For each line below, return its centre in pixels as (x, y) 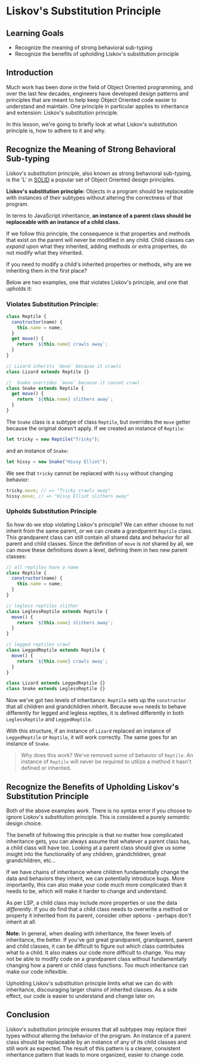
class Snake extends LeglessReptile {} (56, 689)
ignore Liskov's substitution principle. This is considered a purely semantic (98, 817)
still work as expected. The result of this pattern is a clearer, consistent (93, 1048)
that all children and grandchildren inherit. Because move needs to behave (96, 707)
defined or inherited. (46, 768)
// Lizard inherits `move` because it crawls (64, 366)
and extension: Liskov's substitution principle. (62, 113)
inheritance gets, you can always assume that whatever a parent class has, (99, 841)
